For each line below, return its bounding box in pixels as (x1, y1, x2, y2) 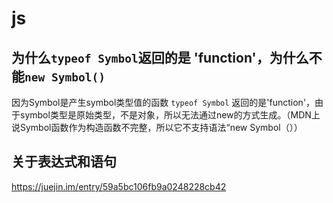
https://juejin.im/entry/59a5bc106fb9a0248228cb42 (11, 180, 227, 192)
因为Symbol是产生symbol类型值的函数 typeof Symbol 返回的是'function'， (11, 97, 316, 108)
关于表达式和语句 (11, 153, 117, 171)
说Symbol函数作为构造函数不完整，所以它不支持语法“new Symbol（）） (11, 122, 303, 133)
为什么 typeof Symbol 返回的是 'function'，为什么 (11, 49, 309, 66)
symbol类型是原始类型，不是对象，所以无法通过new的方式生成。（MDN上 (19, 109, 321, 121)
